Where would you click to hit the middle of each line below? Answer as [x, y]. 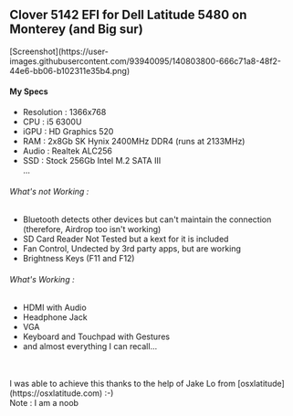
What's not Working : [49, 191]
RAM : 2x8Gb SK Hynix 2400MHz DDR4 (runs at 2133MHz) [134, 142]
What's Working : [42, 279]
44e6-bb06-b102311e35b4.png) [70, 70]
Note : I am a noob [44, 403]
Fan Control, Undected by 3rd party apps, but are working [132, 249]
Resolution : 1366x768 [64, 112]
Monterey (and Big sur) [76, 30]
